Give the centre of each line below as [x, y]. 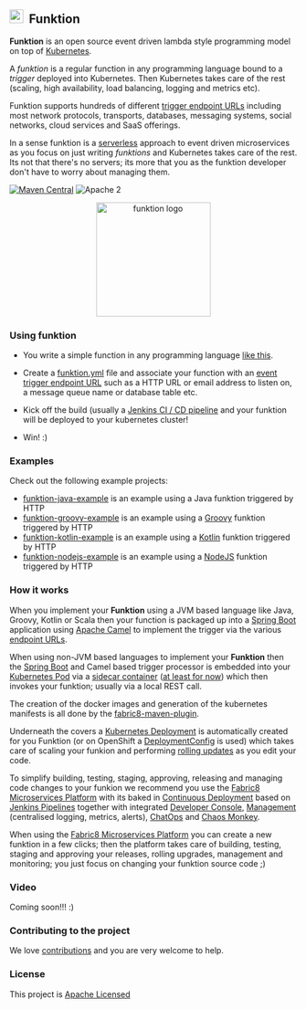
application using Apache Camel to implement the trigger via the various [145, 629]
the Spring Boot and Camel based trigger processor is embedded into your [150, 667]
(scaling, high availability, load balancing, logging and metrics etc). [135, 88]
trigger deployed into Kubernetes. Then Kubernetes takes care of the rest [148, 78]
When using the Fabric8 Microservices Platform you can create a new [141, 834]
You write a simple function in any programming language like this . [148, 355]
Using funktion [43, 335]
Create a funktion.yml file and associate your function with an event [150, 373]
